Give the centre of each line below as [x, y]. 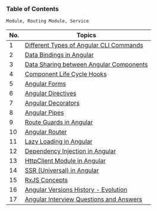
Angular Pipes [44, 113]
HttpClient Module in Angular [65, 161]
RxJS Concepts [46, 180]
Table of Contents [33, 9]
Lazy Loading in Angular [59, 142]
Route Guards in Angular [59, 122]
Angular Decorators [52, 103]
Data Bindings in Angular [59, 55]
